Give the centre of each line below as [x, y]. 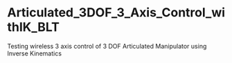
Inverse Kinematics [35, 53]
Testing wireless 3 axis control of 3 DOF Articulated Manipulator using [107, 46]
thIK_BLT [34, 27]
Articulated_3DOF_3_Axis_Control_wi [116, 13]
